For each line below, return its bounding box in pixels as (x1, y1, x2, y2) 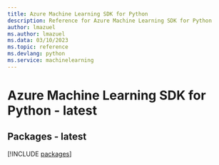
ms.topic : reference (7, 43, 69, 50)
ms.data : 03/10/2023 (7, 37, 69, 44)
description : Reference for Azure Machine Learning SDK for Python (7, 17, 213, 24)
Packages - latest (7, 131, 87, 143)
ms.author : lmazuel (7, 30, 66, 38)
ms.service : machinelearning (7, 57, 94, 64)
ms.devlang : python (7, 50, 66, 58)
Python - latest (7, 102, 98, 118)
